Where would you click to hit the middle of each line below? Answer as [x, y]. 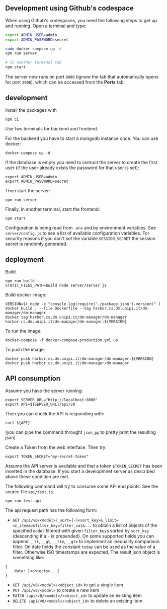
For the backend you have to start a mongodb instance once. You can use [82, 138]
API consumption [33, 379]
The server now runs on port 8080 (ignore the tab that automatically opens [82, 77]
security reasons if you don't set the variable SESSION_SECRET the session [80, 238]
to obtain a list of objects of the [125, 525]
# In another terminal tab [33, 62]
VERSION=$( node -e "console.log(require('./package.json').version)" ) [83, 304]
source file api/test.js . [30, 491]
